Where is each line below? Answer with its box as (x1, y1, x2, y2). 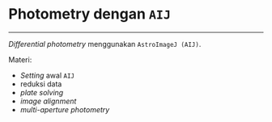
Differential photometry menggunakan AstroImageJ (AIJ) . (8, 39, 202, 48)
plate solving (19, 87, 64, 97)
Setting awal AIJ (19, 70, 75, 80)
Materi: (8, 54, 32, 65)
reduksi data (19, 78, 62, 89)
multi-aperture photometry (19, 104, 110, 114)
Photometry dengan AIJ (8, 5, 172, 23)
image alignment (19, 96, 77, 106)
